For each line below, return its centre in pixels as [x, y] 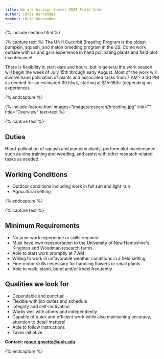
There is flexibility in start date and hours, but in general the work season [79, 67]
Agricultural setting [31, 191]
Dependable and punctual [38, 296]
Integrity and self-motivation [41, 306]
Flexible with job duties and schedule [49, 301]
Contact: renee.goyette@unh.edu [40, 342]
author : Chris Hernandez [30, 14]
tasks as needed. [23, 159]
